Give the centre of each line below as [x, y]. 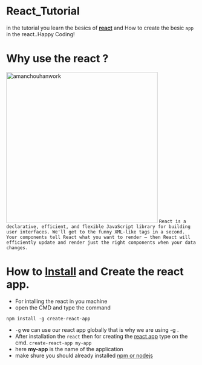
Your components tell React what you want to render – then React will [98, 237]
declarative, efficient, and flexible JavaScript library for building [98, 227]
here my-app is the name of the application [69, 349]
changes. [17, 248]
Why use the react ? [57, 59]
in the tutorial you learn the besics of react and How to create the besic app [100, 28]
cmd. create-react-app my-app [53, 343]
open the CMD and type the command [63, 307]
